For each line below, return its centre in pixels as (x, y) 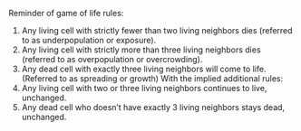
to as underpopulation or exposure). (89, 40)
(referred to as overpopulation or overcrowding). (112, 59)
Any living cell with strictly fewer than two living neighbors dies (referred (157, 30)
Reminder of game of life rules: (66, 13)
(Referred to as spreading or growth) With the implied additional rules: (152, 79)
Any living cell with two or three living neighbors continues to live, (144, 88)
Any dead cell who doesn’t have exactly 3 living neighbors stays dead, (153, 107)
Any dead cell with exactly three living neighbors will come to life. (144, 69)
